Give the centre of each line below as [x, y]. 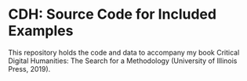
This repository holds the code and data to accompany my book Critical [124, 52]
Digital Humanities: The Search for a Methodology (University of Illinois [123, 61]
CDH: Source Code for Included [113, 14]
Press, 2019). [29, 69]
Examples [41, 31]
